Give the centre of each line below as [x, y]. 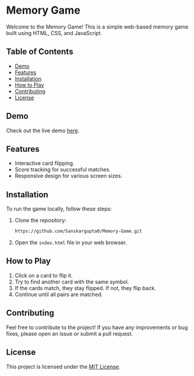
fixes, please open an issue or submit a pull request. [69, 333]
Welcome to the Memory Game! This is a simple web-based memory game [97, 27]
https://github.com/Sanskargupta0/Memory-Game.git [78, 231]
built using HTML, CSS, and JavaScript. [54, 33]
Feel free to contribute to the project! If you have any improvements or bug [97, 327]
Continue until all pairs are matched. [59, 294]
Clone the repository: [41, 221]
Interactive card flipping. [45, 163]
